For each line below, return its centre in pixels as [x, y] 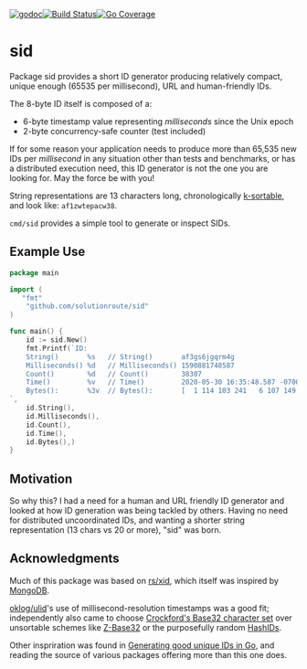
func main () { [37, 332]
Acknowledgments [65, 559]
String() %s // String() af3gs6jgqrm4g [130, 356]
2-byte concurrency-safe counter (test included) [114, 131]
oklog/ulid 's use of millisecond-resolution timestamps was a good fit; [139, 608]
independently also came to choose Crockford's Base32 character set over [151, 618]
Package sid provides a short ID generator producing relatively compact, [146, 76]
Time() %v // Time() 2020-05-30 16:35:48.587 [151, 382]
